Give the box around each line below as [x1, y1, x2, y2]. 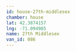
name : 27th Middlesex [6, 31, 60, 37]
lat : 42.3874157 [6, 20, 46, 26]
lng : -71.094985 [6, 25, 46, 32]
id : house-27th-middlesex [6, 8, 70, 15]
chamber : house [6, 14, 44, 20]
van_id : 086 [6, 36, 36, 42]
